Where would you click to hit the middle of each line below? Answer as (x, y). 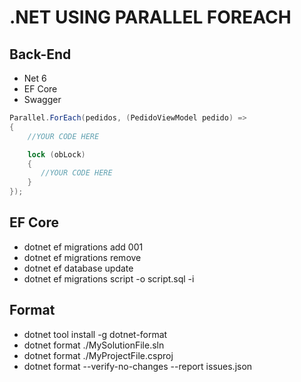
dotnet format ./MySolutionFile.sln (94, 345)
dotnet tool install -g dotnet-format (95, 334)
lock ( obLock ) (56, 154)
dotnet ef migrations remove (82, 257)
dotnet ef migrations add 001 (83, 247)
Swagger (42, 99)
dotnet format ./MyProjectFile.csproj (98, 355)
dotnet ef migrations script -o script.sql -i (109, 278)
